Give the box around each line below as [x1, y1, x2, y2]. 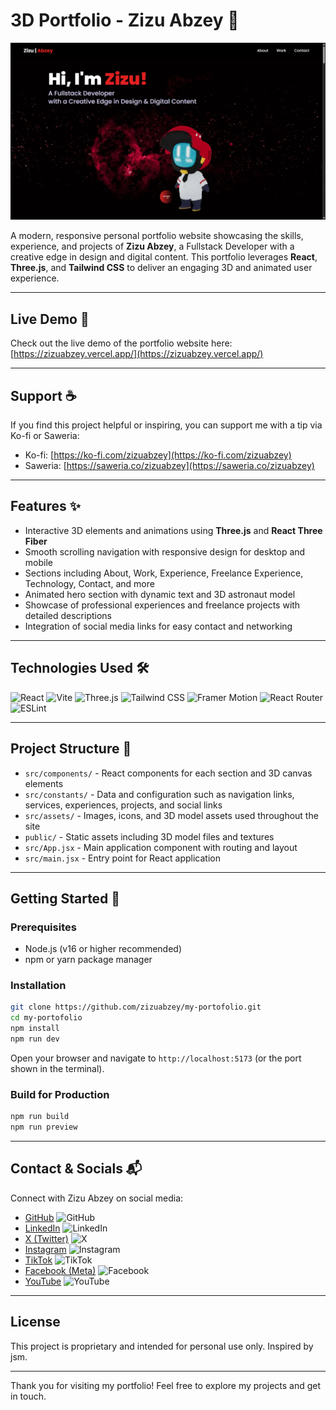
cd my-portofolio [10, 1013, 83, 1023]
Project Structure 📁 [10, 740, 132, 758]
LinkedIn [24, 1222, 61, 1234]
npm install [10, 1024, 60, 1034]
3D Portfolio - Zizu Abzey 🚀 [10, 9, 240, 32]
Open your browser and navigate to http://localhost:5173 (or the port [10, 1052, 302, 1064]
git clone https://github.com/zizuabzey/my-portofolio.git [10, 1002, 262, 1013]
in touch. [10, 1390, 47, 1402]
